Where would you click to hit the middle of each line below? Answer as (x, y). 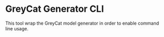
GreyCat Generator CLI (55, 9)
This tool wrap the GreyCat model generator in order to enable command (82, 23)
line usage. (17, 28)
